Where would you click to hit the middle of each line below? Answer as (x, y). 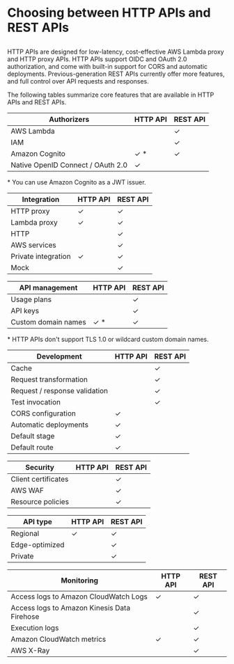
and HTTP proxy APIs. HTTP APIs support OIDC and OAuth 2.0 (97, 59)
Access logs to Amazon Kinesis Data (71, 608)
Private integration (41, 256)
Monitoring (80, 580)
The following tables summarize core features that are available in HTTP (111, 95)
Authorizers (69, 119)
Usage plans (31, 299)
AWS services (34, 245)
